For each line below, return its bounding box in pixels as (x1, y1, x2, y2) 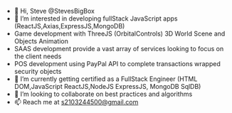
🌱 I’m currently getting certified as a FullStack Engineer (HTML (14, 75, 198, 83)
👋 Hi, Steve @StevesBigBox (14, 7, 95, 15)
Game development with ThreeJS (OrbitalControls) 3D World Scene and (14, 29, 226, 38)
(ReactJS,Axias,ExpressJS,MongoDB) (14, 22, 125, 30)
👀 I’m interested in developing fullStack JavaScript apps (14, 14, 178, 23)
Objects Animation (14, 37, 69, 45)
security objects (14, 68, 62, 75)
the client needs (14, 52, 62, 60)
